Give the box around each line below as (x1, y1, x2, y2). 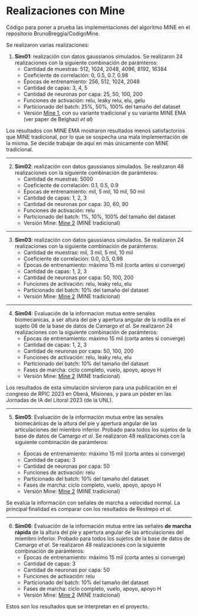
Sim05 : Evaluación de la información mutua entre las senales (14, 413, 164, 421)
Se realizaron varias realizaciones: (6, 41, 90, 48)
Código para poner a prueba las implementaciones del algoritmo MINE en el (6, 24, 190, 31)
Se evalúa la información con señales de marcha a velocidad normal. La (6, 499, 180, 506)
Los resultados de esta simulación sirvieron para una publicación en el (6, 384, 177, 391)
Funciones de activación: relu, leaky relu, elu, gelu (23, 96, 146, 104)
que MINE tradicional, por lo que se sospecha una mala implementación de (6, 133, 188, 140)
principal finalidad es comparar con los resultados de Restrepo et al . (6, 505, 172, 512)
